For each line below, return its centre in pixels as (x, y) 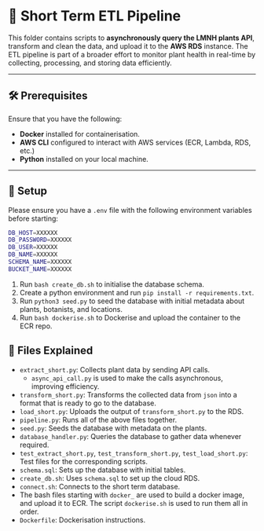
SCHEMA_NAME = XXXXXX (40, 262)
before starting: (33, 218)
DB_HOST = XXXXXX (33, 233)
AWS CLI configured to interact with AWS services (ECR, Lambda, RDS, (135, 142)
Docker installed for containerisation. (79, 134)
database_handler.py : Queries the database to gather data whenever (130, 436)
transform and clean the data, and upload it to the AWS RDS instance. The (128, 46)
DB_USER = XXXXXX (33, 247)
